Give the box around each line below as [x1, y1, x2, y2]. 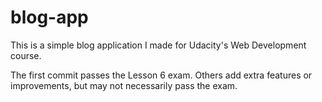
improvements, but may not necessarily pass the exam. [10, 79, 238, 91]
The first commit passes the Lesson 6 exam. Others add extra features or [10, 69, 313, 81]
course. [10, 49, 42, 61]
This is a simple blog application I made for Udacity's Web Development [10, 39, 307, 51]
